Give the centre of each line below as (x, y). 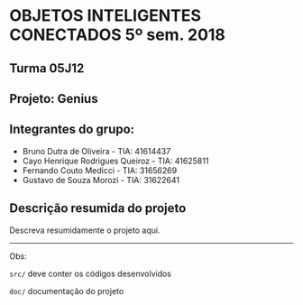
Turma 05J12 (47, 68)
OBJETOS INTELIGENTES (105, 16)
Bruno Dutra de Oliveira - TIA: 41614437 (96, 151)
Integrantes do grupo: (72, 129)
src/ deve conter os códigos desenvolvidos (91, 273)
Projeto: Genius (54, 99)
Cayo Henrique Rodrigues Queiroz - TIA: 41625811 (115, 161)
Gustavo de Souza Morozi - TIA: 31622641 (101, 180)
